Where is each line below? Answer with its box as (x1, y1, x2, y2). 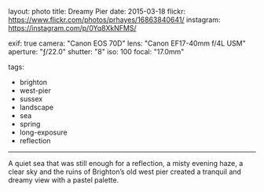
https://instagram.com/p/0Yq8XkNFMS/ (8, 24, 137, 32)
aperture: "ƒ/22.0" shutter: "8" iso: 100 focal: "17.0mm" (8, 47, 185, 56)
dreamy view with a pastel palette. (8, 175, 119, 184)
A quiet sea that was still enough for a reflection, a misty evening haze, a (8, 159, 244, 168)
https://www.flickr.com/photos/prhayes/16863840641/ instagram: (8, 15, 221, 24)
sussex (19, 94, 43, 103)
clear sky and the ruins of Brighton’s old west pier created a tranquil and (8, 167, 242, 176)
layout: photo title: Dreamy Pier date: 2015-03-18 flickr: (8, 7, 186, 16)
